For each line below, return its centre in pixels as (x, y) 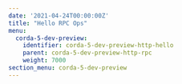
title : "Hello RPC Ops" (48, 23)
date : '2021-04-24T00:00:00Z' (59, 16)
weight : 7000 (44, 61)
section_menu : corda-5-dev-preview (68, 68)
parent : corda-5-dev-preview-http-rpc (87, 53)
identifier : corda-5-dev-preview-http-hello (98, 46)
